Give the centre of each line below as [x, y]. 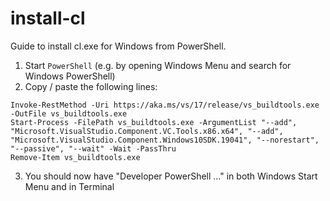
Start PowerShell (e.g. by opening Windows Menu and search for [158, 65]
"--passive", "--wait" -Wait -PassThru [93, 148]
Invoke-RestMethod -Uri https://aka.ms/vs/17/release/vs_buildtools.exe [165, 105]
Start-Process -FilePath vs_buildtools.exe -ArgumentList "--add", [154, 122]
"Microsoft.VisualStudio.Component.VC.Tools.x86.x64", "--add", [147, 131]
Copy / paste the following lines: [91, 86]
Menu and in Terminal [69, 186]
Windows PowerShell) [70, 76]
